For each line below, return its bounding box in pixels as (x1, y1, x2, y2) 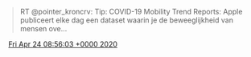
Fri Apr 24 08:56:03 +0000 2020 (7, 39, 118, 49)
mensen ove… (19, 24, 68, 33)
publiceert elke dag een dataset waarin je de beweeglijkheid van (19, 15, 233, 25)
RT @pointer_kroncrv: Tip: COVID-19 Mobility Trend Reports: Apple (19, 7, 243, 16)
